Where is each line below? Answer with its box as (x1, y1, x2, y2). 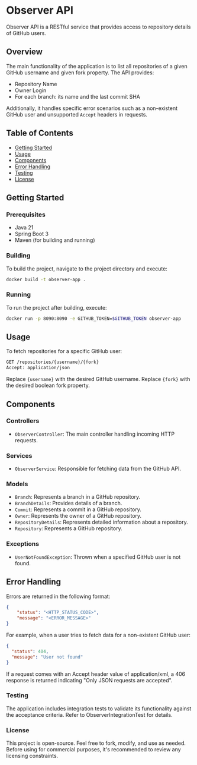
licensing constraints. (6, 753, 59, 760)
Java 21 (14, 224, 34, 231)
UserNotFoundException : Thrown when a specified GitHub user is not (14, 553, 181, 561)
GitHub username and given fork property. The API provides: (6, 69, 154, 76)
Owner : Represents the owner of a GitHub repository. (14, 512, 142, 520)
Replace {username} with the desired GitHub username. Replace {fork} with (6, 376, 190, 383)
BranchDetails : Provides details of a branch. (14, 500, 122, 507)
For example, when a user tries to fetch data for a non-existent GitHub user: (6, 631, 191, 639)
